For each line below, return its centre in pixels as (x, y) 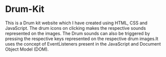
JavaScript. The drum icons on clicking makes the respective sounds (76, 28)
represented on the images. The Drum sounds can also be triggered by (78, 33)
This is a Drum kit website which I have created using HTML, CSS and (76, 23)
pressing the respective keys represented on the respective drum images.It (82, 39)
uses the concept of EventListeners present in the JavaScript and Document (83, 44)
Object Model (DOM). (27, 49)
